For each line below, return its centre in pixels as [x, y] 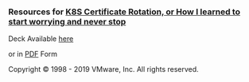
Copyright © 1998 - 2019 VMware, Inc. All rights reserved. [103, 69]
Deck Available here [41, 39]
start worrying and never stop [67, 21]
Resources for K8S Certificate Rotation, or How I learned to [124, 12]
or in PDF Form [33, 54]
